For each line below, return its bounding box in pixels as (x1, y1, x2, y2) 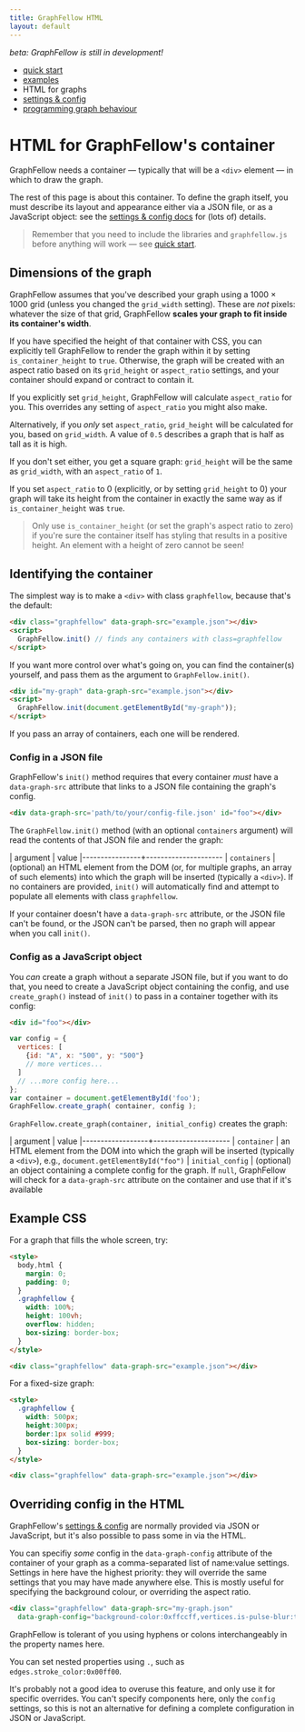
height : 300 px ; (25, 1421, 79, 1430)
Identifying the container (9, 566, 153, 582)
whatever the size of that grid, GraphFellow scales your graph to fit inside (9, 308, 288, 319)
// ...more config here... (17, 1076, 120, 1086)
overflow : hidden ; (25, 1320, 95, 1329)
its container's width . (9, 318, 92, 329)
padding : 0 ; (25, 1277, 71, 1286)
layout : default (9, 22, 71, 31)
